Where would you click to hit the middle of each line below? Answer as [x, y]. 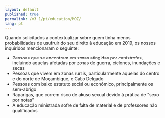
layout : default [22, 10]
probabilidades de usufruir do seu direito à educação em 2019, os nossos [80, 43]
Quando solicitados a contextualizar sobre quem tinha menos [68, 38]
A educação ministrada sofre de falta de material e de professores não [85, 105]
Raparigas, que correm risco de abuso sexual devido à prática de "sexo [85, 95]
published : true [22, 14]
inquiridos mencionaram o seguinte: [42, 48]
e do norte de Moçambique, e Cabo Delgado [58, 79]
